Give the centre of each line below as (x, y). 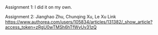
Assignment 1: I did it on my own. (39, 7)
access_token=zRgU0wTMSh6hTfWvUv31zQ (51, 27)
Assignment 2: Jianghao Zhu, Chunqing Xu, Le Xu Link (60, 17)
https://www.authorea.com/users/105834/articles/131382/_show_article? (79, 22)
